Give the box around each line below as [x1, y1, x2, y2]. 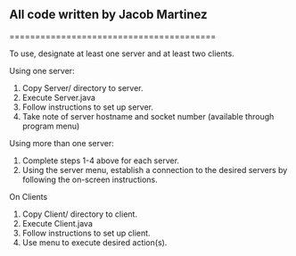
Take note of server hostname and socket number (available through [21, 111, 275, 121]
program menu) [21, 120, 80, 131]
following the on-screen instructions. [21, 174, 158, 185]
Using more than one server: [9, 137, 114, 148]
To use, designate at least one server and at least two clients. [9, 48, 234, 59]
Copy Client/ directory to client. [21, 209, 138, 219]
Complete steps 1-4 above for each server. [21, 155, 180, 166]
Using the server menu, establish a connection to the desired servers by [21, 164, 288, 175]
